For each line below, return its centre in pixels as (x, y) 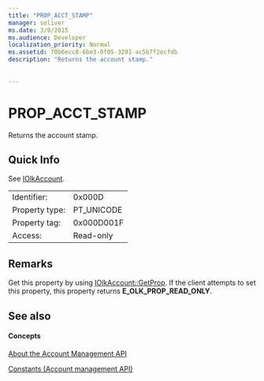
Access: (27, 236)
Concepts (24, 336)
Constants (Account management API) (71, 368)
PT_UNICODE (98, 210)
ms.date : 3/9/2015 (38, 30)
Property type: (39, 210)
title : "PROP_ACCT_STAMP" (50, 15)
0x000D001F (99, 223)
